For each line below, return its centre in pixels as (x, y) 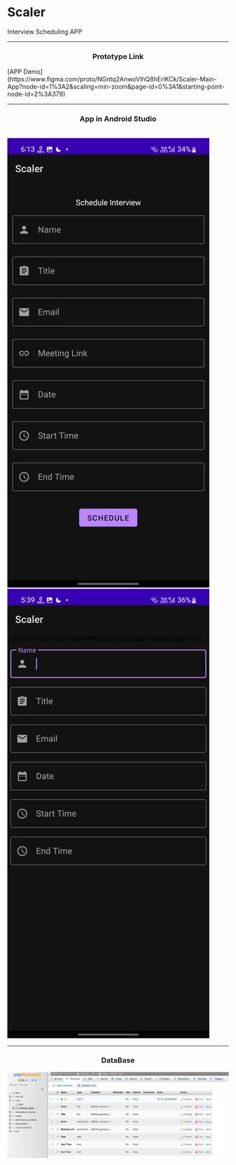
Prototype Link (118, 56)
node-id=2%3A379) (36, 94)
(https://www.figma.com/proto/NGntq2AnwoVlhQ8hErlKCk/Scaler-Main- (112, 79)
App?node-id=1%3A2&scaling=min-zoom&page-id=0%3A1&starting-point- (116, 87)
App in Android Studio (118, 119)
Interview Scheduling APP (45, 32)
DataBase (118, 1060)
